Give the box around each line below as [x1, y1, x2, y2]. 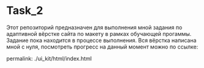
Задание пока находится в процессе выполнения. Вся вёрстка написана [6, 36, 197, 44]
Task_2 [6, 4, 43, 18]
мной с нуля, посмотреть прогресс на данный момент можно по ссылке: [6, 43, 199, 50]
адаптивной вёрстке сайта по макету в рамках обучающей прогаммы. [6, 30, 192, 37]
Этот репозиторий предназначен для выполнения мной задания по [6, 24, 183, 31]
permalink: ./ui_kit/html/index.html [6, 55, 92, 62]
